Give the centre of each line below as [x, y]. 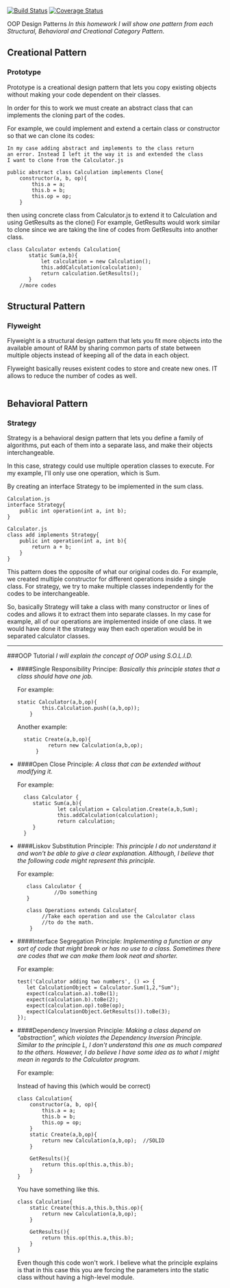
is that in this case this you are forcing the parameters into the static [113, 1270]
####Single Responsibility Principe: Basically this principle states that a [118, 669]
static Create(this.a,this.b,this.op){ [87, 1208]
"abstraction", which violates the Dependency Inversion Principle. [110, 1038]
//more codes [38, 285]
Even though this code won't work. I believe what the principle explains [117, 1263]
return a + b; [52, 547]
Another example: [42, 727]
